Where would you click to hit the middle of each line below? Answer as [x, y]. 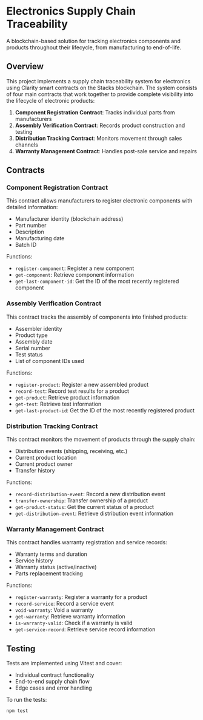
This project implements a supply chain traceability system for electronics [98, 81]
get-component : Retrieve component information [75, 275]
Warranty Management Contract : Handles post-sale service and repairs [106, 151]
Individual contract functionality [55, 675]
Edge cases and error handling [53, 688]
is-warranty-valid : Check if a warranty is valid [74, 623]
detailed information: [32, 207]
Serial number [32, 348]
